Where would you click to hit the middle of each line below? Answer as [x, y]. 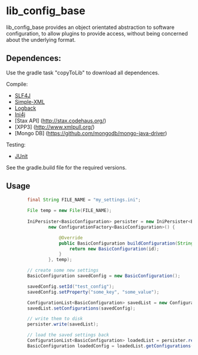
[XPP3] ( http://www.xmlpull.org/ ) [55, 127]
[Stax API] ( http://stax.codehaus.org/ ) [60, 120]
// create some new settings [63, 271]
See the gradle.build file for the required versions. [66, 167]
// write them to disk [55, 319]
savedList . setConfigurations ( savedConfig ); [81, 308]
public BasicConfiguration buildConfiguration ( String [126, 243]
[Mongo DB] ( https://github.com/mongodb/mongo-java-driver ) [91, 133]
